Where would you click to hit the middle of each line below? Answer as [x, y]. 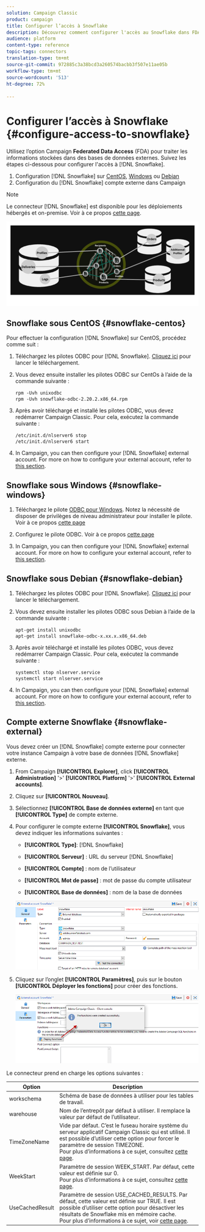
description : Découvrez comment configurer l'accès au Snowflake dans [98, 32]
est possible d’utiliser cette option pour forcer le [119, 1138]
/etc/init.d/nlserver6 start [52, 442]
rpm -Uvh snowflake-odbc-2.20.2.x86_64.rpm [71, 399]
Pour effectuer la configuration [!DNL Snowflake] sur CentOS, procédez [96, 338]
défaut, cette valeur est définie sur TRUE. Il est [117, 1201]
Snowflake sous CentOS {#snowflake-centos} [96, 323]
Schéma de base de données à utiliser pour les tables [126, 1096]
